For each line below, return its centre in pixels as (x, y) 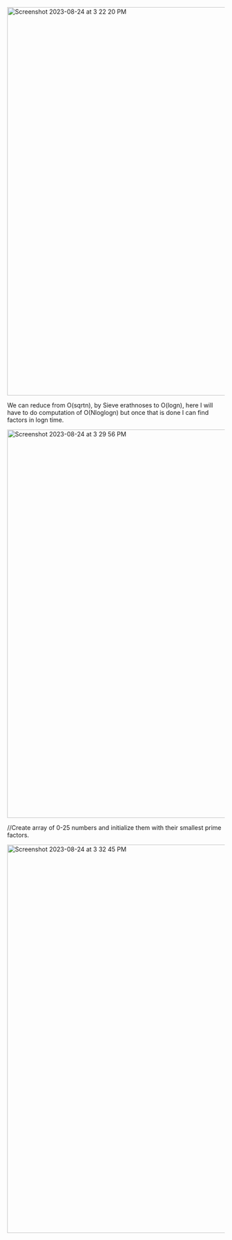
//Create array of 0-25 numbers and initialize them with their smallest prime (114, 827)
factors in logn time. (36, 420)
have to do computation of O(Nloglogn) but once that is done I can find (108, 413)
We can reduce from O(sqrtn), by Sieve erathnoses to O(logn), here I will (110, 405)
